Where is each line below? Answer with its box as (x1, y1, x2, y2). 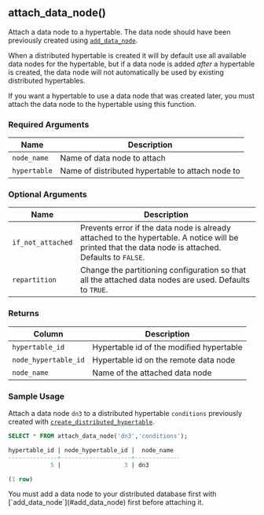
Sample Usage (8, 391, 65, 402)
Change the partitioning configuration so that (79, 265, 246, 276)
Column (33, 328, 64, 339)
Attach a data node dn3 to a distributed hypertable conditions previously (8, 409, 242, 418)
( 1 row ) (8, 475, 34, 483)
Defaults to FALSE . (79, 252, 145, 263)
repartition (12, 275, 57, 285)
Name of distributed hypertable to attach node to (60, 165, 241, 176)
